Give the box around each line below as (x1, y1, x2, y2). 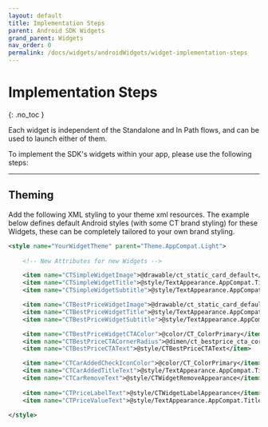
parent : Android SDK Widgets (8, 26, 105, 34)
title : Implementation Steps (8, 19, 105, 27)
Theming (8, 189, 54, 202)
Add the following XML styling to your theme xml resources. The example (8, 210, 250, 219)
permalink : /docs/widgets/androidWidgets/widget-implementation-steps (8, 49, 248, 57)
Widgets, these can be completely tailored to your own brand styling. (8, 226, 235, 236)
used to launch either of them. (8, 134, 108, 143)
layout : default (8, 11, 62, 20)
